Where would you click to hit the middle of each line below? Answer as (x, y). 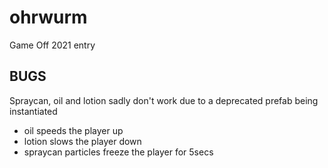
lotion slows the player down (82, 141)
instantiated (33, 111)
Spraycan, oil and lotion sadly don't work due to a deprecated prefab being (164, 100)
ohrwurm (48, 17)
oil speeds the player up (73, 130)
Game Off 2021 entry (52, 45)
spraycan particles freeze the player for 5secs (118, 152)
